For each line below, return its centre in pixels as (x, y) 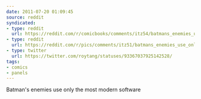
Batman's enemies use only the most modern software (74, 89)
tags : (13, 61)
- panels (17, 73)
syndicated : (21, 23)
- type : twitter (26, 51)
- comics (17, 67)
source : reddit (25, 17)
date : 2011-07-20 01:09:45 (40, 12)
